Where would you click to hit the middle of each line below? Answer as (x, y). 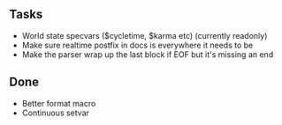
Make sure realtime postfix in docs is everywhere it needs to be (137, 45)
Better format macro (59, 103)
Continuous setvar (56, 113)
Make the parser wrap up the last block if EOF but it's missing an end (148, 54)
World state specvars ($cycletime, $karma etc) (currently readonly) (145, 35)
